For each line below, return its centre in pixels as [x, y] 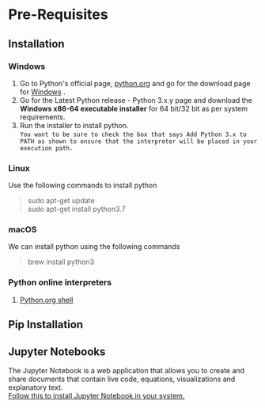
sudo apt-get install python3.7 [77, 209]
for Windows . [42, 92]
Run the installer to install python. [74, 125]
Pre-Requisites [58, 15]
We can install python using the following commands [94, 247]
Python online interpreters [60, 282]
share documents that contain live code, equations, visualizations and [122, 379]
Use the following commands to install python [83, 185]
